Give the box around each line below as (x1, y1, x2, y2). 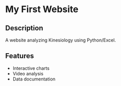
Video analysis (12, 70, 44, 76)
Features (5, 52, 34, 60)
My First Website (5, 4, 79, 15)
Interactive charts (12, 65, 50, 71)
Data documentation (12, 76, 56, 82)
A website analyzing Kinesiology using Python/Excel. (5, 37, 116, 43)
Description (5, 24, 43, 32)
